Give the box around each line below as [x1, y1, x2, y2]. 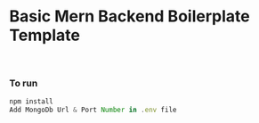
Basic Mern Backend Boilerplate [9, 6, 251, 27]
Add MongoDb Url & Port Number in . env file [9, 105, 177, 115]
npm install [9, 97, 53, 106]
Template [9, 25, 80, 45]
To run [9, 77, 38, 89]
